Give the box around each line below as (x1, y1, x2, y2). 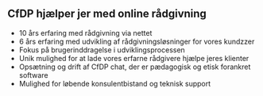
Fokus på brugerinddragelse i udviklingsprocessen (18, 44, 186, 55)
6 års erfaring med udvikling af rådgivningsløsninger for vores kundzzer (18, 36, 255, 46)
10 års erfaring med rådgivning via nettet (18, 28, 153, 37)
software (18, 70, 48, 79)
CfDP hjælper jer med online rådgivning (7, 7, 207, 21)
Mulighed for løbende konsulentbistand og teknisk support (18, 79, 211, 88)
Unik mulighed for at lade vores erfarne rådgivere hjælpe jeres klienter (18, 53, 249, 63)
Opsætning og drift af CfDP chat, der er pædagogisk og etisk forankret (18, 62, 251, 71)
